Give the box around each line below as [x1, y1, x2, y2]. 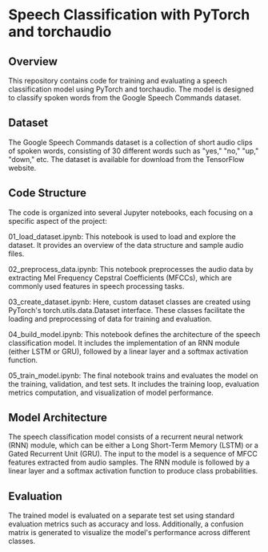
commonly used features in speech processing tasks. [8, 281, 185, 290]
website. [8, 163, 37, 172]
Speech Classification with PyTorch [8, 6, 250, 24]
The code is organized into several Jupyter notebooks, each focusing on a [8, 207, 254, 217]
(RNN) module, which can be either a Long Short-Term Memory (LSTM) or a [8, 440, 258, 450]
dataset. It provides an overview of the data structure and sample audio [8, 240, 244, 250]
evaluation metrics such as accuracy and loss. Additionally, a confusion [8, 519, 244, 529]
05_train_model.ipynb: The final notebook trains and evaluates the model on [8, 371, 258, 380]
